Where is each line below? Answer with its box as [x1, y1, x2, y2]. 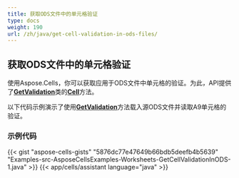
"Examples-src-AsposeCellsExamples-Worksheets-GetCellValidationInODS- [7, 155, 231, 164]
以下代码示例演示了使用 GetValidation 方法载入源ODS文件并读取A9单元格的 [7, 103, 227, 111]
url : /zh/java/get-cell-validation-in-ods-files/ [7, 30, 158, 38]
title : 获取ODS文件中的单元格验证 [7, 10, 98, 18]
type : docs [7, 17, 40, 24]
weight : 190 [7, 23, 43, 31]
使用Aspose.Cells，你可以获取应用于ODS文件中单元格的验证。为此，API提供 [7, 79, 232, 88]
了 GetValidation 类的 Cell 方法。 [7, 88, 98, 96]
